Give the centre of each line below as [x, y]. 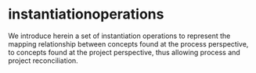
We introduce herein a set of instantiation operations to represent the [119, 36]
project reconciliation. [43, 61]
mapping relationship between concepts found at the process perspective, [128, 43]
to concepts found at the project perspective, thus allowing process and [124, 52]
